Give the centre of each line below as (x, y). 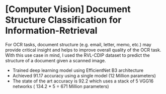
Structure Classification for (63, 20)
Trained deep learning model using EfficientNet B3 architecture (78, 70)
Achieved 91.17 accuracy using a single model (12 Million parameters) (84, 75)
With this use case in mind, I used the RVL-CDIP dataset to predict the (77, 55)
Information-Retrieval (51, 31)
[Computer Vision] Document (68, 9)
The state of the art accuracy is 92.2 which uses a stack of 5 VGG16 (83, 81)
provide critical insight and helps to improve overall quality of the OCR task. (83, 50)
